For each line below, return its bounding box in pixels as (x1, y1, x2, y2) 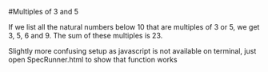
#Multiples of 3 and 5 (8, 7, 78, 16)
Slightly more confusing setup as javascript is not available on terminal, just (8, 46, 257, 55)
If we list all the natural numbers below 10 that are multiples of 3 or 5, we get (8, 22, 260, 31)
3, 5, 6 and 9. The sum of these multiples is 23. (8, 31, 163, 40)
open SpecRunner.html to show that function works (8, 55, 178, 64)
